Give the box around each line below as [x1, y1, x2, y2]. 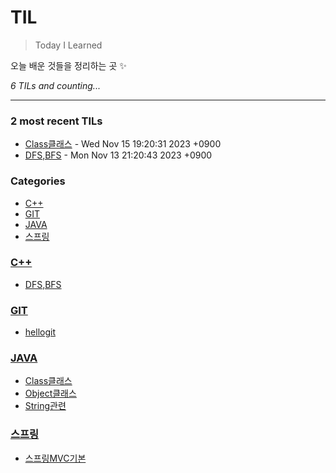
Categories [10, 174, 66, 188]
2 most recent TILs [10, 114, 103, 128]
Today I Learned [34, 39, 103, 51]
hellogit [24, 326, 56, 338]
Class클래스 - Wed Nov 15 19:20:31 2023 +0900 [24, 138, 222, 150]
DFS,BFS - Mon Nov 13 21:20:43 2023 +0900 [24, 149, 213, 161]
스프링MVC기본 [24, 452, 87, 464]
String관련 [24, 400, 67, 412]
